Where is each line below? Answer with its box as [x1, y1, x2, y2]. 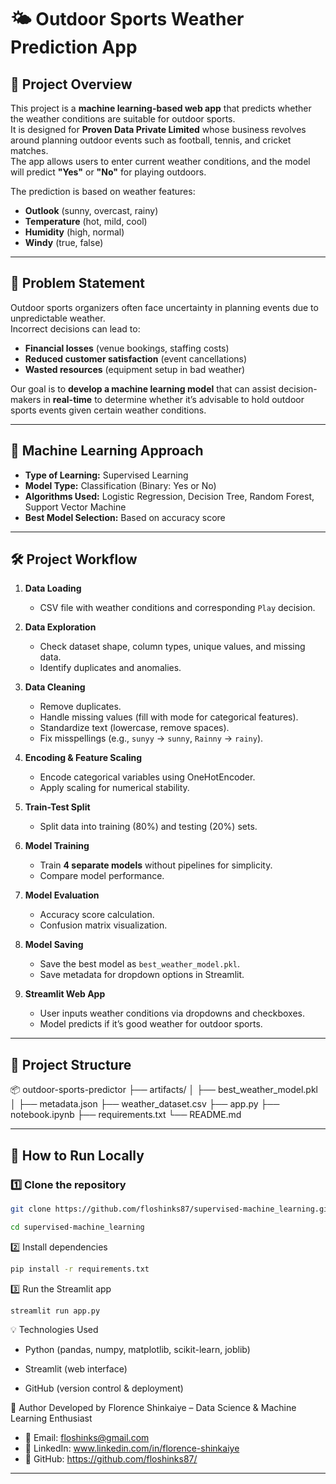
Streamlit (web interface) [24, 1363, 128, 1375]
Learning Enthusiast [10, 1412, 93, 1425]
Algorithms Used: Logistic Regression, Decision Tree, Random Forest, [24, 490, 315, 502]
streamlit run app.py [10, 1306, 101, 1316]
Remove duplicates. [39, 701, 122, 713]
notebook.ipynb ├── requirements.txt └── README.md [10, 1109, 242, 1121]
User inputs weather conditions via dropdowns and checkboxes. [39, 1007, 305, 1020]
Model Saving [24, 939, 84, 951]
